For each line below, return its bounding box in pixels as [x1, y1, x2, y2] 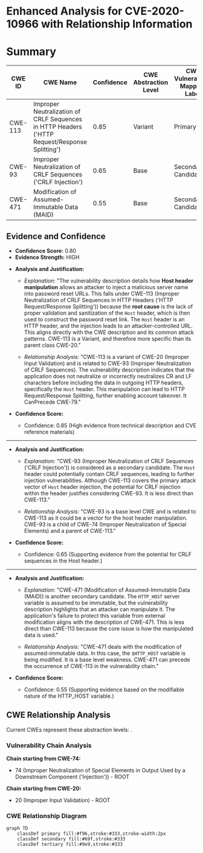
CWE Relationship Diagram [6, 811, 87, 820]
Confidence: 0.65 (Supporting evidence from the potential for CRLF [24, 550, 192, 558]
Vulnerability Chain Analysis [6, 741, 92, 749]
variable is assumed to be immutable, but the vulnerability [24, 599, 168, 606]
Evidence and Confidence [6, 231, 106, 241]
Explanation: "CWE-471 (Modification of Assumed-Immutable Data [24, 586, 190, 594]
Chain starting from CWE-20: [6, 785, 82, 792]
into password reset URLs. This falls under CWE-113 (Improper [24, 290, 179, 297]
